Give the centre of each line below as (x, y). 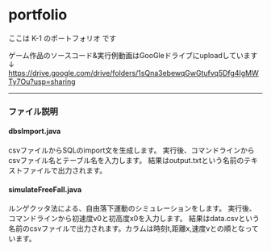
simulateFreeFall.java (45, 189)
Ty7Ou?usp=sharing (42, 82)
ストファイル (29, 170)
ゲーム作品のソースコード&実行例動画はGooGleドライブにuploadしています (133, 55)
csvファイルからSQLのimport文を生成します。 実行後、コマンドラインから (132, 150)
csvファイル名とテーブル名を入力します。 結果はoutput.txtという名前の (126, 161)
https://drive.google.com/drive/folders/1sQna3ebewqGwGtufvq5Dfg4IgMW (134, 73)
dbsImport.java (35, 132)
